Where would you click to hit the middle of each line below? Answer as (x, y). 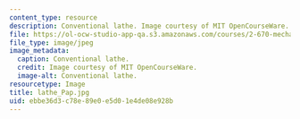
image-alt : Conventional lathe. (78, 76)
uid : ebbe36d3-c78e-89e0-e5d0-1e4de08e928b (92, 101)
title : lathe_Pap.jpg (50, 92)
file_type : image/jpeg (51, 42)
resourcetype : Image (48, 84)
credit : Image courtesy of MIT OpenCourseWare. (108, 68)
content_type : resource (54, 17)
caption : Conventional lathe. (73, 59)
